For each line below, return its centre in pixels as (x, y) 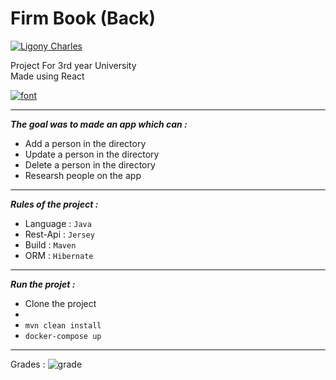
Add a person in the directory (85, 143)
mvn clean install (63, 325)
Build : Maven (50, 244)
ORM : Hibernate (59, 255)
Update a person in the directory (92, 154)
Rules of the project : (54, 204)
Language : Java (58, 223)
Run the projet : (43, 284)
